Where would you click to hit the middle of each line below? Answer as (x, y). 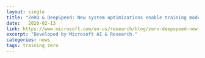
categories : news (28, 40)
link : (13, 29)
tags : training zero (33, 46)
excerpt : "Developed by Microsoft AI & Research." (72, 34)
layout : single (26, 12)
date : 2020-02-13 (31, 23)
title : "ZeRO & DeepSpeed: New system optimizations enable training (97, 18)
